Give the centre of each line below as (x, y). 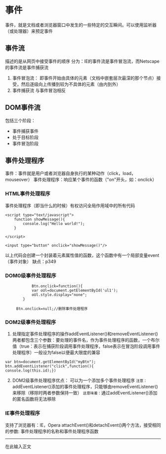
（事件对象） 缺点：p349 (31, 261)
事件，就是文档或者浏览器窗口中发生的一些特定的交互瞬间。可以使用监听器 (81, 25)
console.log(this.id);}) (31, 371)
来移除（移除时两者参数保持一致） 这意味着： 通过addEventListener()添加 (85, 393)
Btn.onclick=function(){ (57, 286)
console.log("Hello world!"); (54, 224)
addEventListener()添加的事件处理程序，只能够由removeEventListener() (85, 387)
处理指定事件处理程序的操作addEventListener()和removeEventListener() (85, 334)
